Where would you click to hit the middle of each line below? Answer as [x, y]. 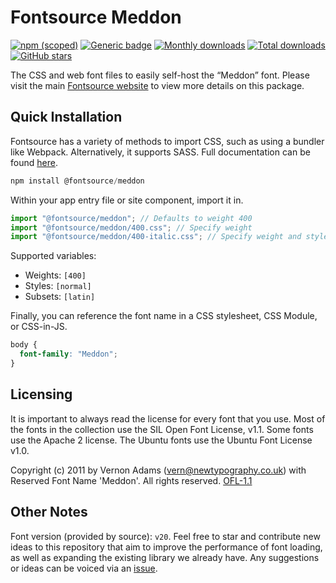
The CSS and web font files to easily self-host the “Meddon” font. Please [160, 75]
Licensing [41, 394]
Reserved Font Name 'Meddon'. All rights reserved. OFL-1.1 [131, 480]
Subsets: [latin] [60, 297]
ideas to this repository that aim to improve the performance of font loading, [166, 547]
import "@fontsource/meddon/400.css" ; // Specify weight [131, 227]
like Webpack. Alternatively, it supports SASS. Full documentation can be [160, 152]
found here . [34, 162]
